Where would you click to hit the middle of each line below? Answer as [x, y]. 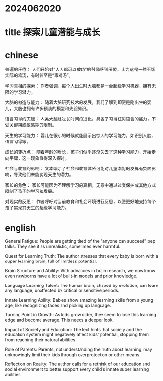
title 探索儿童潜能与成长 [53, 33]
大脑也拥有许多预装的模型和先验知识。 [52, 109]
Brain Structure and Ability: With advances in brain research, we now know [80, 271]
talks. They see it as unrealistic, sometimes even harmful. [63, 247]
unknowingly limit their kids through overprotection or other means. [73, 355]
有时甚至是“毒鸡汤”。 [52, 75]
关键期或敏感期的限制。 [33, 125]
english [20, 228]
